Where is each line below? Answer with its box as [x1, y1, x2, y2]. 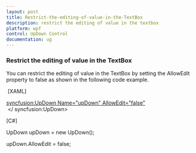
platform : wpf [6, 25, 42, 32]
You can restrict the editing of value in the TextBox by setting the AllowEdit [6, 70, 190, 77]
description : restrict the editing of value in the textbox [6, 20, 160, 26]
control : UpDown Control [6, 31, 68, 37]
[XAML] [7, 88, 27, 95]
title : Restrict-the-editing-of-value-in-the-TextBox [6, 14, 143, 20]
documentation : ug [6, 36, 52, 42]
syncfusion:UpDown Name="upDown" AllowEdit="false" [6, 99, 146, 106]
